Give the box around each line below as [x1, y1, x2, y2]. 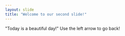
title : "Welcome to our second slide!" [5, 12, 87, 17]
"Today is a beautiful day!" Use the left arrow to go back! [5, 25, 121, 31]
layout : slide [5, 7, 34, 12]
